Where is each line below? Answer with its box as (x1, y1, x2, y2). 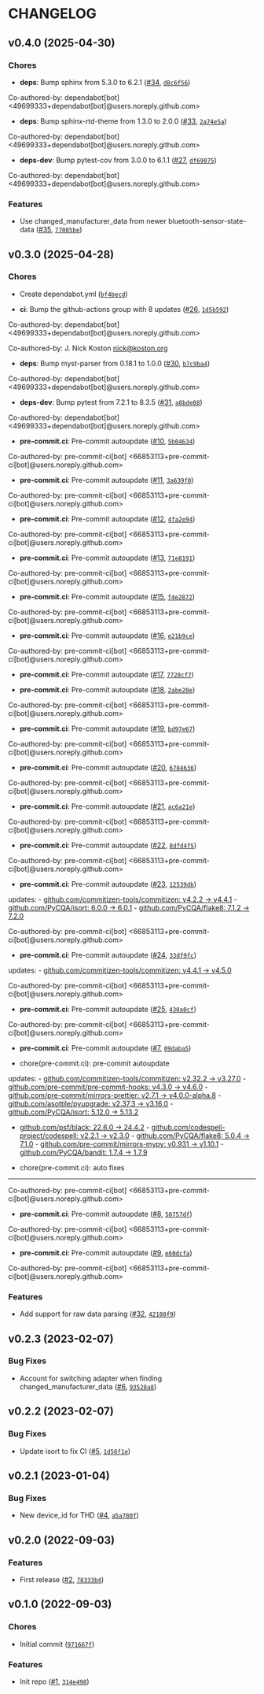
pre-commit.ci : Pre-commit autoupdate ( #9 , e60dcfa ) (19, 1247, 192, 1257)
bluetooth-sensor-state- (167, 217, 247, 226)
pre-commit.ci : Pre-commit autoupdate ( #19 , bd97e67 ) (19, 724, 196, 733)
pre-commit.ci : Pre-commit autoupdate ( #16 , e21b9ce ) (19, 631, 196, 640)
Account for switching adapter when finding (19, 1373, 163, 1383)
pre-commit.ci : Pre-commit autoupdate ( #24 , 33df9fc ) (19, 950, 197, 959)
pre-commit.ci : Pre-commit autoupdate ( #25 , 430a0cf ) (19, 1004, 196, 1014)
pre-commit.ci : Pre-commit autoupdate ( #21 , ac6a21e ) (19, 801, 196, 811)
